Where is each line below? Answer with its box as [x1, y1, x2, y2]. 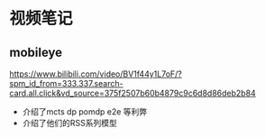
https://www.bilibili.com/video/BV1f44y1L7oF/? [9, 68, 183, 79]
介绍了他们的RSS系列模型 [22, 118, 117, 128]
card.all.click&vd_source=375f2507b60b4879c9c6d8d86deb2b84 [9, 87, 257, 98]
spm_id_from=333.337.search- [9, 78, 123, 88]
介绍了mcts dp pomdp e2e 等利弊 [22, 106, 148, 117]
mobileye [9, 44, 63, 59]
